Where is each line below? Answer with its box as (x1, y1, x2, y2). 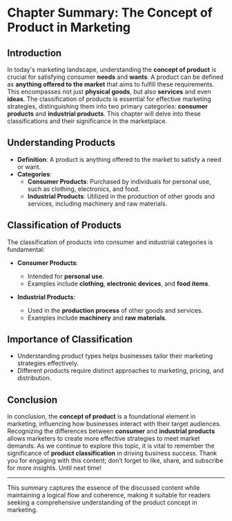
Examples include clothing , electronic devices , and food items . (27, 279, 211, 288)
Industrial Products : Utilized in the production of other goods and (27, 192, 215, 200)
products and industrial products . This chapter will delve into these (7, 109, 202, 118)
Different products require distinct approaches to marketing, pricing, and (17, 367, 224, 375)
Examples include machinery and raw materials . (27, 313, 167, 322)
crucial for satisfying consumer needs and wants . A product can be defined (7, 73, 224, 81)
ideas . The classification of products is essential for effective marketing (7, 95, 212, 103)
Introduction (7, 47, 62, 59)
